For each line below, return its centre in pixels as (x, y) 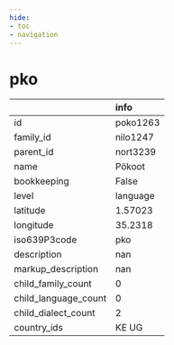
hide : (19, 18)
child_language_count (60, 298)
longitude (34, 225)
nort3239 (135, 152)
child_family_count (53, 284)
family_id (32, 138)
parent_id (34, 152)
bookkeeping (41, 181)
